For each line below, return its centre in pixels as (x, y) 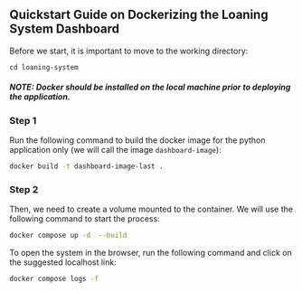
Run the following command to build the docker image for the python (137, 140)
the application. (40, 97)
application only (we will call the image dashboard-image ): (115, 150)
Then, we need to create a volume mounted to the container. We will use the (151, 209)
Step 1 (23, 120)
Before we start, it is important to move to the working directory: (129, 51)
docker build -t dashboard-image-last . (87, 166)
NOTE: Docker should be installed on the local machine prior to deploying (150, 87)
